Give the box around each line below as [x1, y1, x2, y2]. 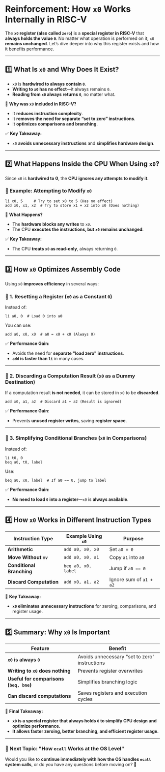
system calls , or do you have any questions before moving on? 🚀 [5, 762, 137, 768]
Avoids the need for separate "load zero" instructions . [12, 350, 124, 356]
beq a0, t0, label [5, 460, 43, 464]
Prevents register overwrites [78, 668, 143, 675]
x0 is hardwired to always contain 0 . [12, 81, 86, 87]
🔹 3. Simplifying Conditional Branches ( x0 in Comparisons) [5, 434, 147, 441]
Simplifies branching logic [78, 679, 137, 685]
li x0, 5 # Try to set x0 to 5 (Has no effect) [5, 198, 113, 204]
